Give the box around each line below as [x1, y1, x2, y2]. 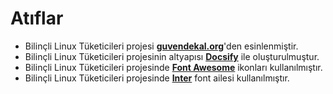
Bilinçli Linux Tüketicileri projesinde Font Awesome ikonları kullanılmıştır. [24, 61, 323, 73]
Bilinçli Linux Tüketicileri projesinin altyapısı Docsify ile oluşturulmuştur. [24, 50, 320, 62]
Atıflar [10, 7, 64, 30]
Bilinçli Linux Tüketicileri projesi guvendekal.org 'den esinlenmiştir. [24, 40, 299, 52]
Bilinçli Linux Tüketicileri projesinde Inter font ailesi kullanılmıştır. [24, 72, 290, 84]
